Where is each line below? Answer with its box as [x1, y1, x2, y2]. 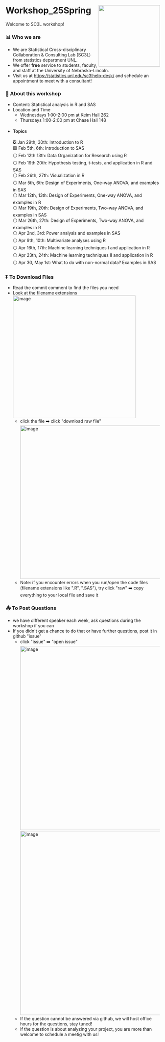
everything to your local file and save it [20, 592, 98, 598]
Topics [12, 128, 27, 134]
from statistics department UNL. [12, 57, 78, 63]
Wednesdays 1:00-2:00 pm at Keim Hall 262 [20, 112, 109, 118]
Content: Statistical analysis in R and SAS [12, 101, 96, 107]
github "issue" [12, 633, 42, 639]
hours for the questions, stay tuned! [20, 1021, 93, 1027]
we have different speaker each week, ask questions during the [12, 617, 141, 623]
